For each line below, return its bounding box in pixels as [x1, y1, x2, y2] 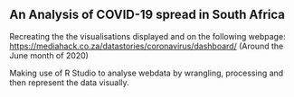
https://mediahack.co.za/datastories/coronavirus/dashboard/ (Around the [9, 40, 284, 51]
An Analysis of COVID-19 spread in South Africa [9, 7, 286, 22]
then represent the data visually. [9, 76, 129, 88]
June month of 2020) [9, 49, 89, 61]
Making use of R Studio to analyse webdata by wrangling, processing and [9, 67, 284, 78]
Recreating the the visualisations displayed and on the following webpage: [9, 31, 287, 41]
